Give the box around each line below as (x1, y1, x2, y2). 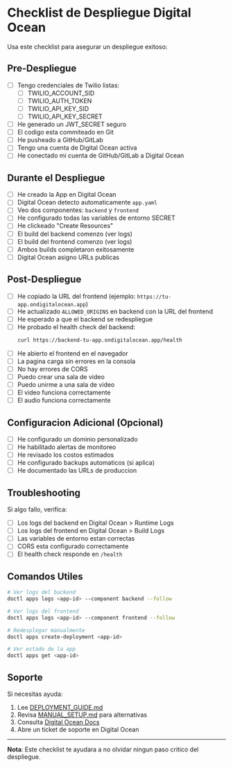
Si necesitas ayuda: (7, 690, 63, 698)
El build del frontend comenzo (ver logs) (17, 237, 132, 245)
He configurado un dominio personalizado (17, 435, 138, 443)
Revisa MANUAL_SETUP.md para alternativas (17, 710, 148, 719)
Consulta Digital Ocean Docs (17, 718, 100, 726)
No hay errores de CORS (17, 365, 88, 373)
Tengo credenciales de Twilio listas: (17, 81, 120, 89)
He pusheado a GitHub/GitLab (17, 136, 104, 144)
